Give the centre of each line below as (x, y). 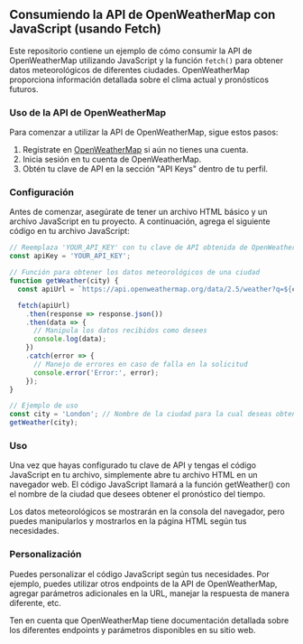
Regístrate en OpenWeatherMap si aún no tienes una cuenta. (135, 150)
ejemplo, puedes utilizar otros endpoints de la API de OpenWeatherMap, (143, 583)
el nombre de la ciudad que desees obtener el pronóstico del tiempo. (138, 494)
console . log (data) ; (69, 339)
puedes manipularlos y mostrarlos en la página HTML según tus (128, 521)
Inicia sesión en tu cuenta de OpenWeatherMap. (112, 159)
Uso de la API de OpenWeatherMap (88, 112)
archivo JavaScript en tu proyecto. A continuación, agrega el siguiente (140, 221)
